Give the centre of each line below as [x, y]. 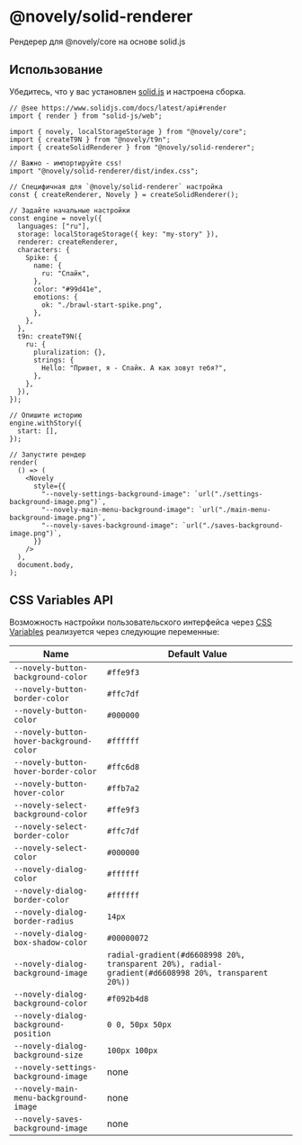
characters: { [44, 249]
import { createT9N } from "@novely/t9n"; [90, 140]
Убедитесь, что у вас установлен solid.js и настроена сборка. [128, 91]
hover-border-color [55, 771]
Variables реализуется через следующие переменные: [115, 631]
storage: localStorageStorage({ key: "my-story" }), [118, 234]
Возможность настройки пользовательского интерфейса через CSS [141, 622]
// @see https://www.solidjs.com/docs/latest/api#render [118, 108]
